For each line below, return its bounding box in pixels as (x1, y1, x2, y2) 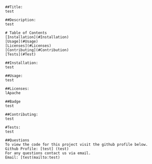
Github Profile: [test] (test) (5, 146, 69, 151)
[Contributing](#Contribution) (5, 48, 69, 53)
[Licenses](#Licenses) (5, 43, 51, 48)
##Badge (5, 99, 21, 104)
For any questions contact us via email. (5, 151, 91, 156)
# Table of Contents (5, 30, 48, 35)
